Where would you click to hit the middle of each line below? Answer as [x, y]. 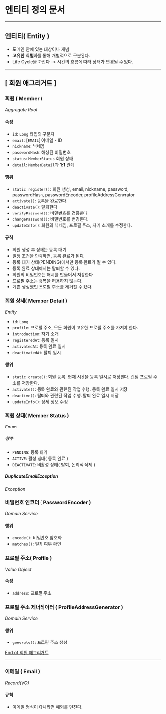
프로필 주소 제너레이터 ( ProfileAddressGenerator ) [64, 607]
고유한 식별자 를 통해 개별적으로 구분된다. [51, 55]
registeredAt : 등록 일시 [36, 340]
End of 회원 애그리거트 [27, 653]
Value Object [18, 569]
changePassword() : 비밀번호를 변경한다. [50, 219]
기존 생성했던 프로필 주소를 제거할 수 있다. [52, 287]
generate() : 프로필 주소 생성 [40, 642]
